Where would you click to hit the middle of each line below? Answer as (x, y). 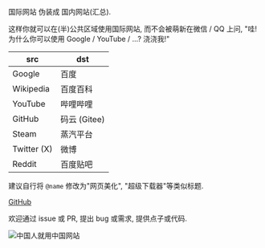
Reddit (25, 164)
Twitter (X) (33, 149)
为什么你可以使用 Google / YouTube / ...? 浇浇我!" (89, 39)
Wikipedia (31, 89)
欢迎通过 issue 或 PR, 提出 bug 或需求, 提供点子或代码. (98, 218)
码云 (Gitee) (83, 119)
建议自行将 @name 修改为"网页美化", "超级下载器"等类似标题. (106, 186)
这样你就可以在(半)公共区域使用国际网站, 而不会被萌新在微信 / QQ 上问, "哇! (132, 29)
